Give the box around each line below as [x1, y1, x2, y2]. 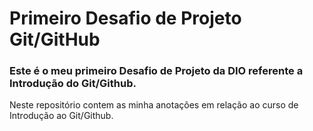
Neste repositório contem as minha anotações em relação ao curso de [9, 99, 299, 111]
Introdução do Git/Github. [9, 77, 137, 91]
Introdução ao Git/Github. [9, 110, 114, 122]
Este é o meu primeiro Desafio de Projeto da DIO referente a [9, 64, 304, 78]
